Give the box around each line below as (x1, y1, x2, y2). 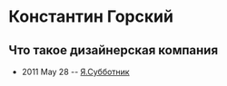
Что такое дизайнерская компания (8, 43, 219, 58)
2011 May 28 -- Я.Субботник (21, 66, 130, 77)
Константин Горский (8, 6, 174, 27)
